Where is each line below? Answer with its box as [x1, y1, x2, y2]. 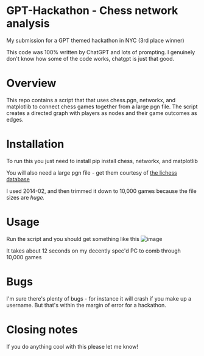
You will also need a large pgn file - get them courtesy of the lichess [6, 169, 178, 176]
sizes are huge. [6, 194, 45, 201]
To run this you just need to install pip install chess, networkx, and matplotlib [6, 157, 198, 164]
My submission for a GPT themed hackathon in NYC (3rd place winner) [6, 37, 185, 44]
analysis [6, 16, 50, 30]
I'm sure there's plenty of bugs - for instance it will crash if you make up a [6, 295, 192, 302]
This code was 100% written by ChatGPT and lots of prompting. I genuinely [6, 48, 195, 55]
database [6, 175, 30, 183]
